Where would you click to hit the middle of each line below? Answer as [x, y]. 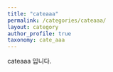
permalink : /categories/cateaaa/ [57, 20]
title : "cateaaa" [33, 14]
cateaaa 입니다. [29, 61]
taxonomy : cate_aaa [36, 40]
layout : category [33, 27]
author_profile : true [39, 34]
